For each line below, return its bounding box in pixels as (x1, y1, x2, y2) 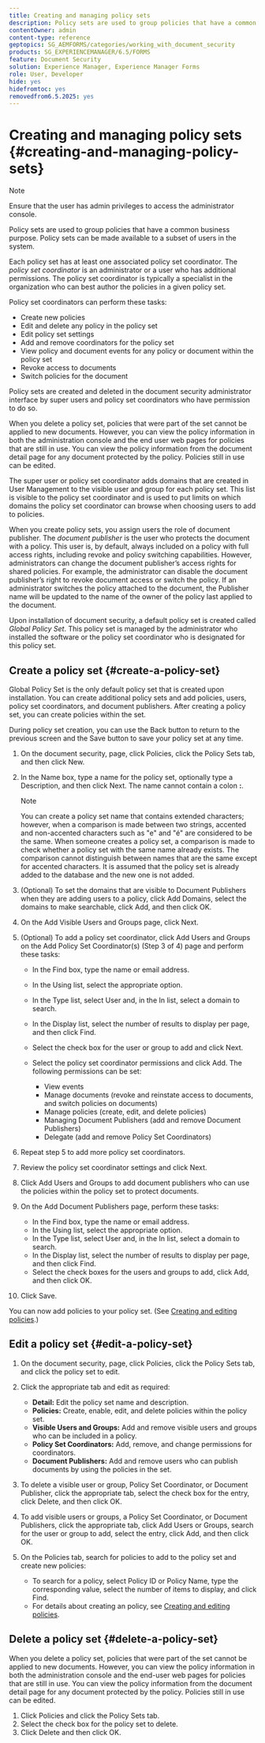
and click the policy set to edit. (20, 1366, 121, 1376)
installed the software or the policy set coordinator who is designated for (9, 632, 245, 642)
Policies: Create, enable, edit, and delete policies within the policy (32, 1406, 248, 1415)
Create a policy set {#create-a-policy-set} (9, 664, 221, 677)
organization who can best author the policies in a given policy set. (9, 282, 226, 292)
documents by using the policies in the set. (32, 1464, 172, 1474)
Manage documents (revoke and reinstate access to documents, (43, 1090, 254, 1100)
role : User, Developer (9, 70, 84, 78)
